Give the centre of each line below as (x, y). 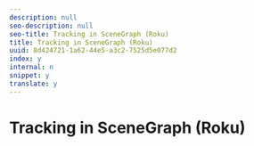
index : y (25, 59)
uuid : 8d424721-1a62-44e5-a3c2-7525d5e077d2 (93, 51)
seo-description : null (51, 26)
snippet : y (29, 76)
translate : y (33, 84)
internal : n (31, 68)
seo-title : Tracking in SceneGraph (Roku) (89, 34)
